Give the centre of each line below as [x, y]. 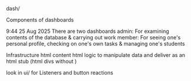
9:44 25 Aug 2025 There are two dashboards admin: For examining [88, 31]
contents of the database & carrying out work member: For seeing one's [93, 37]
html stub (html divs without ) [41, 61]
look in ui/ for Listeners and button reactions [60, 72]
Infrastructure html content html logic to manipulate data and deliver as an [96, 55]
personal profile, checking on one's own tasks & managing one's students [95, 44]
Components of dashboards [40, 20]
